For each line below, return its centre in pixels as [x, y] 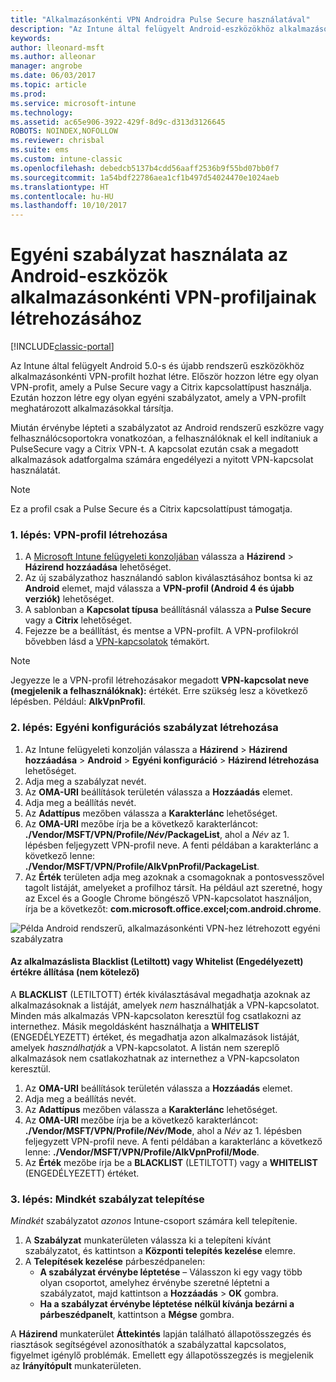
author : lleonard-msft [57, 47]
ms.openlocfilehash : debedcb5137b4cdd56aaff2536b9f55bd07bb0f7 [145, 168]
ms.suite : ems [40, 150]
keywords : [31, 38]
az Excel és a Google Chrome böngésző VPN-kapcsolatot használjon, [168, 898]
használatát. [35, 470]
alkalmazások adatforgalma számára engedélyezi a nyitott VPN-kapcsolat [162, 460]
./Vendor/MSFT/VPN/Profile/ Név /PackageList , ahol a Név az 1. [157, 834]
